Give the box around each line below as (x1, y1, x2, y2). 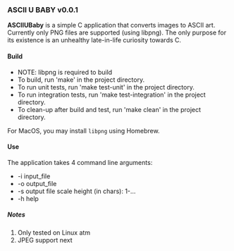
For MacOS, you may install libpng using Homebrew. (7, 126, 160, 135)
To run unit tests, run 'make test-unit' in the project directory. (17, 82, 195, 91)
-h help (17, 194, 39, 202)
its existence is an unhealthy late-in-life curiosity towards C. (7, 36, 182, 44)
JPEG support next (17, 235, 73, 244)
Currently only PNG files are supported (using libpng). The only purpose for (7, 28, 227, 37)
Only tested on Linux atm (17, 228, 90, 237)
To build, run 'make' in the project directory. (17, 75, 145, 84)
